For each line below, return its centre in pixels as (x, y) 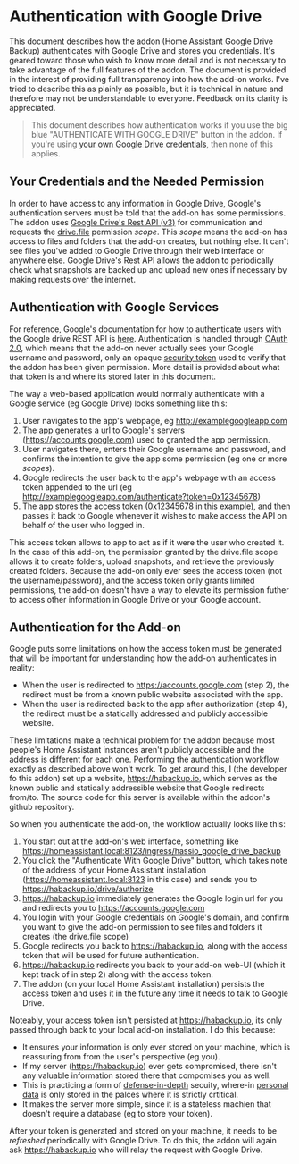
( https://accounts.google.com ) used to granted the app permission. (146, 439)
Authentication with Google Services (114, 307)
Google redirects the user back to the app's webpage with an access (149, 477)
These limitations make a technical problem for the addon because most (142, 740)
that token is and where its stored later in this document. (113, 376)
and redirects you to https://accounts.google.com (113, 908)
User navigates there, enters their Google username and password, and (154, 449)
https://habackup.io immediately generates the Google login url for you (153, 898)
